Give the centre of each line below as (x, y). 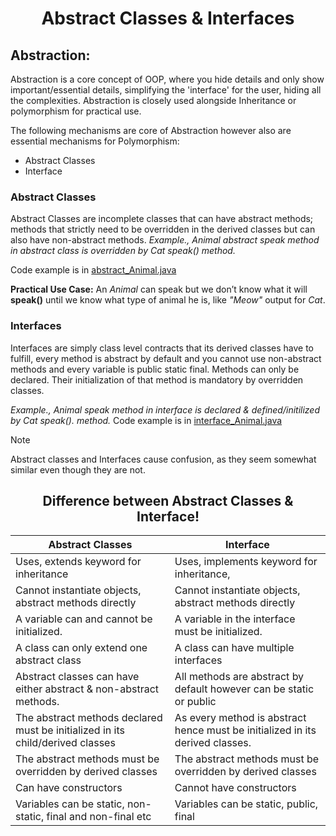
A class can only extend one (81, 648)
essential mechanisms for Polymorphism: (95, 141)
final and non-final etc (99, 817)
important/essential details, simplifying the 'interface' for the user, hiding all (166, 90)
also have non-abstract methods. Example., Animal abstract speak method (165, 240)
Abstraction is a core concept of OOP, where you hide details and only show (167, 79)
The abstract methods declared (89, 718)
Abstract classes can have (77, 677)
